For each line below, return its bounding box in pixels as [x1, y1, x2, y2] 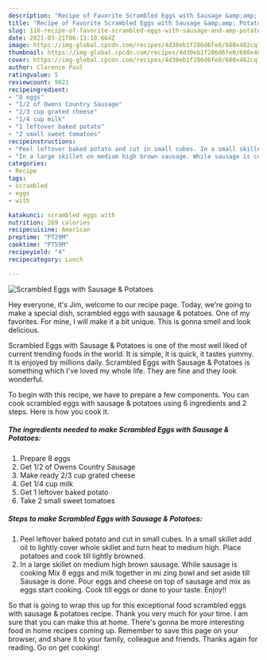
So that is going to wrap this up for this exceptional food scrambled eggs [8, 600, 246, 610]
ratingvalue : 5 [8, 71, 59, 79]
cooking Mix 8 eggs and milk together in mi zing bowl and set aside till [19, 568, 250, 577]
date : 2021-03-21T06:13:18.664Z [8, 33, 115, 42]
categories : [8, 160, 48, 168]
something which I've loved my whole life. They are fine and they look [8, 365, 237, 375]
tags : [8, 174, 26, 183]
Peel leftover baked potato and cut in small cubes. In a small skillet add [19, 534, 252, 544]
